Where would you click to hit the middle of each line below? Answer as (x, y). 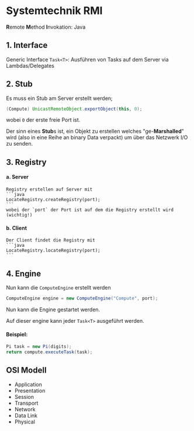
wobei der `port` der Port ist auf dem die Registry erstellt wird (90, 210)
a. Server (18, 177)
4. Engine (24, 273)
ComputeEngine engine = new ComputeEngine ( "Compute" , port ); (82, 299)
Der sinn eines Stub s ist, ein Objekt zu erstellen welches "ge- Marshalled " (95, 131)
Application (28, 384)
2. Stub (20, 84)
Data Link (26, 415)
